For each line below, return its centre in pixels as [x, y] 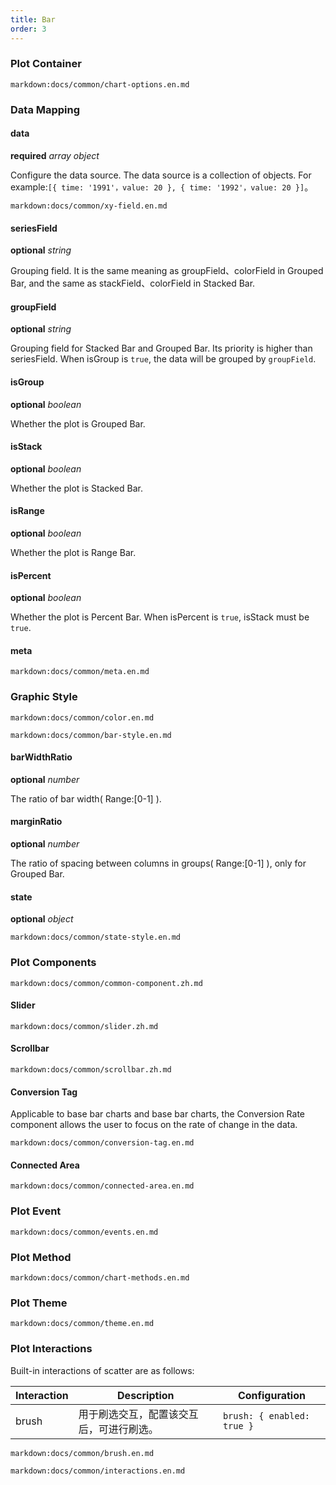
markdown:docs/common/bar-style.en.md [91, 735]
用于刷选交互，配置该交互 [138, 1414]
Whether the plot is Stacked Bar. [76, 488]
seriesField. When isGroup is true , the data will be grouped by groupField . [163, 359]
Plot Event [36, 1211]
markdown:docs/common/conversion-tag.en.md [102, 1143]
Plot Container [46, 64]
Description [146, 1395]
